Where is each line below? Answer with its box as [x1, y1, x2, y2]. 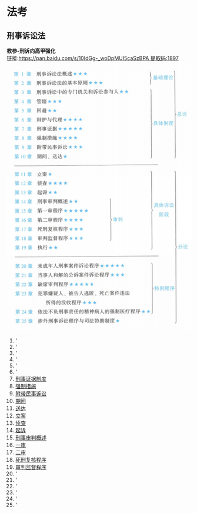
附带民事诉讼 [15, 390, 46, 397]
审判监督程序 [15, 464, 46, 471]
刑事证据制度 [15, 375, 46, 382]
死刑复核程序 [15, 457, 46, 464]
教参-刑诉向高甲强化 [6, 48, 56, 54]
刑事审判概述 [15, 434, 46, 441]
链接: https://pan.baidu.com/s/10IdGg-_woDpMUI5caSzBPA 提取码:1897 [6, 55, 179, 62]
